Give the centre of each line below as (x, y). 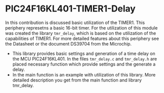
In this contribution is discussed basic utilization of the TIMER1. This (75, 22)
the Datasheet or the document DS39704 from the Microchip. (68, 43)
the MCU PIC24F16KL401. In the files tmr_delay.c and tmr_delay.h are (85, 58)
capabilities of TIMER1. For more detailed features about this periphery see (82, 38)
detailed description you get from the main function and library (77, 80)
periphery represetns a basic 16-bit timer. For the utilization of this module (81, 27)
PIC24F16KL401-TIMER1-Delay (70, 9)
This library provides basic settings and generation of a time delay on (84, 53)
